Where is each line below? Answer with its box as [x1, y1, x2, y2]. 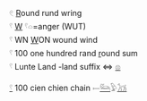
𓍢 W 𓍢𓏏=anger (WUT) [9, 21, 87, 31]
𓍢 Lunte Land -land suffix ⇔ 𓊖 [9, 62, 121, 72]
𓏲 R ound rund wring [9, 8, 82, 18]
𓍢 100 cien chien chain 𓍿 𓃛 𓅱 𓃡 [9, 82, 127, 93]
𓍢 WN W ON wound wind [9, 35, 99, 45]
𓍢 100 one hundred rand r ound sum [9, 48, 139, 58]
